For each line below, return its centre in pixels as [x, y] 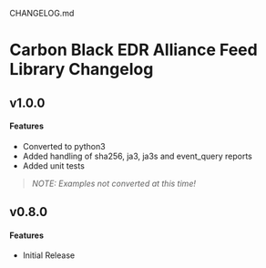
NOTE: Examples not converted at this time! [113, 183]
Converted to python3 [64, 146]
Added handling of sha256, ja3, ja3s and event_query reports [138, 156]
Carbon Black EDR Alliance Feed [133, 50]
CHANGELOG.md [42, 13]
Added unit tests [53, 165]
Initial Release [49, 255]
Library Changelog [82, 70]
